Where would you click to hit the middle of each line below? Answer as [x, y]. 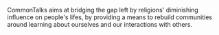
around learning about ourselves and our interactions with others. [100, 24]
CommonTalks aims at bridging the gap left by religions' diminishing [103, 10]
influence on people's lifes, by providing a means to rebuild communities [110, 17]
